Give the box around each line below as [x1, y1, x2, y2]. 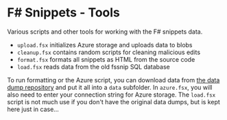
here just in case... [7, 105, 60, 113]
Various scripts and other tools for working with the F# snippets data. [7, 27, 203, 36]
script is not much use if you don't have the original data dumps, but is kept [7, 97, 221, 106]
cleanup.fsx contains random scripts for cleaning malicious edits [16, 48, 201, 56]
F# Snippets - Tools [7, 5, 120, 21]
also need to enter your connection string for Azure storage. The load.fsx [7, 91, 216, 99]
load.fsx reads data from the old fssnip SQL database [16, 62, 170, 71]
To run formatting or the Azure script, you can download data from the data [7, 75, 220, 84]
